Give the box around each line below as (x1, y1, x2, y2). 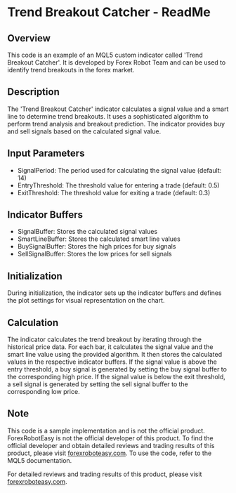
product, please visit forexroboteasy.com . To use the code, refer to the (7, 449, 212, 457)
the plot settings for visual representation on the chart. (7, 296, 165, 305)
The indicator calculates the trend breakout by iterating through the (7, 335, 202, 344)
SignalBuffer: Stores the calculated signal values (17, 228, 158, 236)
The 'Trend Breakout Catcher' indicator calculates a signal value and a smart (7, 105, 229, 113)
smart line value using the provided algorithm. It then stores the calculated (7, 350, 223, 359)
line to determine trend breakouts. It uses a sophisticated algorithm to (7, 112, 209, 120)
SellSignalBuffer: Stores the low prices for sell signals (17, 250, 172, 258)
